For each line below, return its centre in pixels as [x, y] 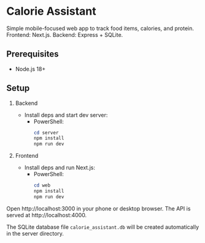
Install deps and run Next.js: [60, 168]
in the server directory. [35, 233]
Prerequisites [33, 54]
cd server [46, 133]
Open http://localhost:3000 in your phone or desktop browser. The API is [99, 208]
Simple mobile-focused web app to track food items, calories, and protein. [100, 28]
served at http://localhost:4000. [47, 215]
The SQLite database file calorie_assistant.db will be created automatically [103, 227]
